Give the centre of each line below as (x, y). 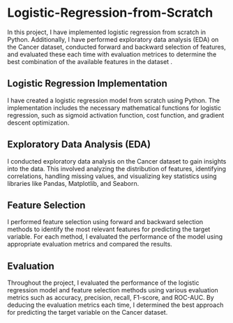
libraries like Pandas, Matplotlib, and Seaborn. (73, 183)
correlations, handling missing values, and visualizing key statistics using (112, 176)
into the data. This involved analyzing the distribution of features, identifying (117, 168)
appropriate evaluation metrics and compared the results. (90, 244)
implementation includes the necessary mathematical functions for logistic (114, 108)
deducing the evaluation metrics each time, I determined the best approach (115, 305)
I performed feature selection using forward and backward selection (105, 222)
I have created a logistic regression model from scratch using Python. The (113, 100)
